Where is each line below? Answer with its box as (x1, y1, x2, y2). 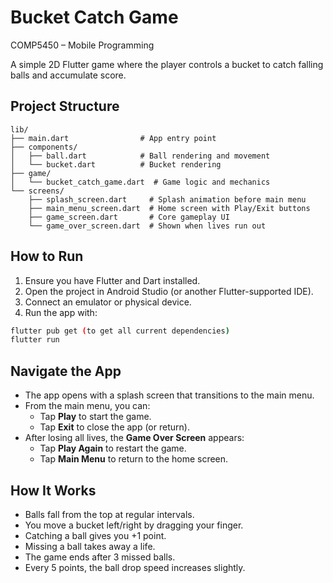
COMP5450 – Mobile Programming (10, 39, 155, 51)
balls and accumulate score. (10, 69, 127, 81)
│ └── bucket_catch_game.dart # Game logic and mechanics (10, 177, 271, 187)
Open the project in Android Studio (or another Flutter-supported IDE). (24, 285, 314, 297)
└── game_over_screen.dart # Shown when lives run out (28, 221, 267, 231)
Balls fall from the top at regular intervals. (24, 508, 195, 520)
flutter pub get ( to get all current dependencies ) (10, 326, 230, 336)
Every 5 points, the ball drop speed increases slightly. (24, 561, 246, 573)
